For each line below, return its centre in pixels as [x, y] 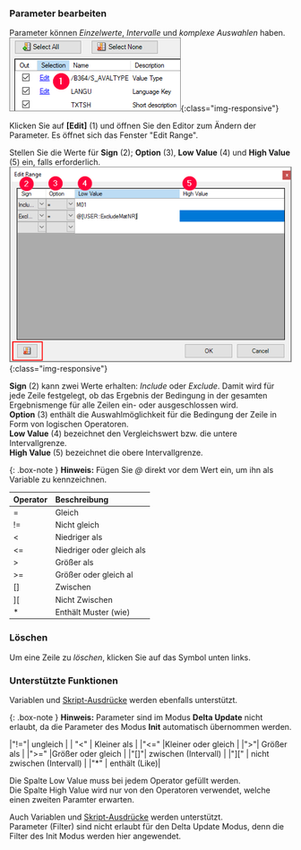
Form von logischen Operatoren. [69, 425]
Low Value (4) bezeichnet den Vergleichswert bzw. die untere [123, 434]
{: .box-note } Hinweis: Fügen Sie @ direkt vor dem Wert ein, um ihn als [142, 470]
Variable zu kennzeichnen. [58, 480]
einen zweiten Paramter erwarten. [72, 800]
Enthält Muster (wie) [93, 612]
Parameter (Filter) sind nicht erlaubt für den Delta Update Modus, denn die [147, 827]
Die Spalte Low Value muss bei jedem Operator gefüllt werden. [125, 781]
